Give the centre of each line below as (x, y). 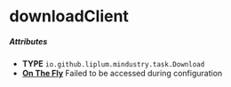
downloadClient (69, 16)
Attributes (28, 41)
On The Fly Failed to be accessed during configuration (122, 74)
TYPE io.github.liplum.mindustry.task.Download (113, 64)
